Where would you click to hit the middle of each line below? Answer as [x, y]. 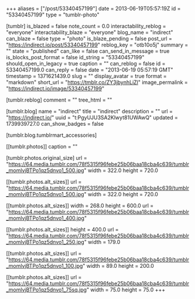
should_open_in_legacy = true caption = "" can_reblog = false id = [86, 63]
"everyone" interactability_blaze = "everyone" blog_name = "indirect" [90, 32]
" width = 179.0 [102, 242]
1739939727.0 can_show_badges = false [55, 124]
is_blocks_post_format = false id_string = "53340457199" [75, 57]
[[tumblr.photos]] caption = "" [42, 147]
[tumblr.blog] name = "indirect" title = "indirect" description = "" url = [89, 111]
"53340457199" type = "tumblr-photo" [53, 15]
